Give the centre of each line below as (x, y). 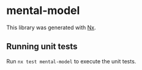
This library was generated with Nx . (51, 27)
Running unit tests (42, 47)
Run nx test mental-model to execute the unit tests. (71, 61)
